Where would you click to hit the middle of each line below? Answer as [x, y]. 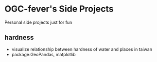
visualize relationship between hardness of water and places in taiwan [82, 49]
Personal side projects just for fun [38, 22]
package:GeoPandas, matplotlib [44, 54]
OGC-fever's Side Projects [59, 9]
